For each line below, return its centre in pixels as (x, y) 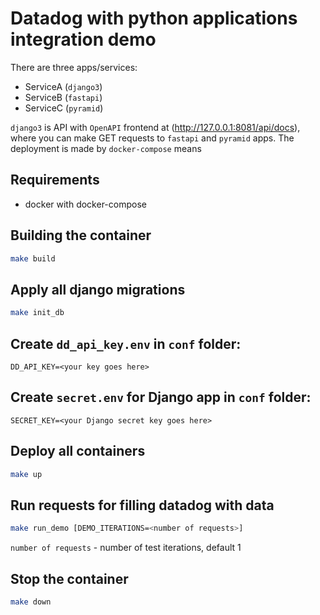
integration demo (83, 39)
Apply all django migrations (98, 289)
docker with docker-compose (85, 204)
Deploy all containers (78, 451)
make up (26, 474)
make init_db (37, 313)
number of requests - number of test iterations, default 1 (126, 548)
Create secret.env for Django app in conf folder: (161, 397)
